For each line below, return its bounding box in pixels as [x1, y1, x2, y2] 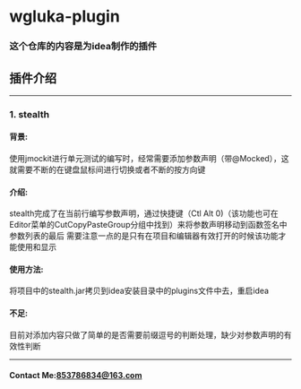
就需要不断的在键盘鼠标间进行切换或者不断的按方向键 [9, 164, 206, 176]
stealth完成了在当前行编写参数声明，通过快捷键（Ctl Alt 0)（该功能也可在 [9, 208, 279, 219]
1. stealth [9, 108, 50, 120]
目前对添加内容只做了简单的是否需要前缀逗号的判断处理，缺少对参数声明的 [9, 329, 284, 340]
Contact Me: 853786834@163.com [9, 370, 142, 381]
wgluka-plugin [9, 6, 121, 27]
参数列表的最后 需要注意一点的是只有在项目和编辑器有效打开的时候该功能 [9, 230, 279, 241]
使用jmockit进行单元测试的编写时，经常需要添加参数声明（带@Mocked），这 [9, 153, 289, 164]
